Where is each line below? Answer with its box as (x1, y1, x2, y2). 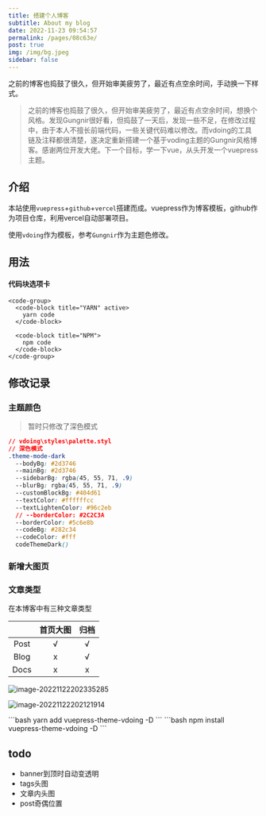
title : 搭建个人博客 (8, 11, 69, 20)
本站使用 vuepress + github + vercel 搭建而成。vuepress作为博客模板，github (8, 203, 252, 213)
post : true (8, 41, 44, 49)
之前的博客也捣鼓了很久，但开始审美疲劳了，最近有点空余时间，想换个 (27, 105, 258, 115)
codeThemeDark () (15, 541, 69, 548)
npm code (22, 339, 52, 347)
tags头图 (19, 779, 49, 788)
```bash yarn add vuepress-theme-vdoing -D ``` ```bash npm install (8, 715, 225, 725)
